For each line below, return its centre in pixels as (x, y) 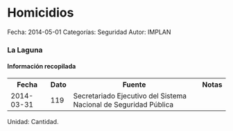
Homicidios (41, 13)
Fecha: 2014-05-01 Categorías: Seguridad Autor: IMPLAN (89, 32)
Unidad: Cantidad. (33, 122)
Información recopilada (42, 67)
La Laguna (25, 50)
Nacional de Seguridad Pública (123, 105)
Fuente (134, 85)
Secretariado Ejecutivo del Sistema (130, 96)
